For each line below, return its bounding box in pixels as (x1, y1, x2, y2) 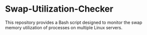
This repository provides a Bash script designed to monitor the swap (5, 19, 143, 25)
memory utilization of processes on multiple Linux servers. (5, 24, 123, 30)
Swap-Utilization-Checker (5, 3, 113, 15)
